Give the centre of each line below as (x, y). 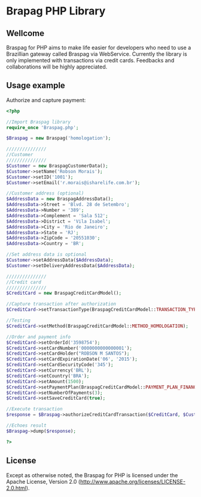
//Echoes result (26, 426)
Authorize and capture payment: (46, 100)
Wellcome (25, 33)
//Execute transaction (34, 409)
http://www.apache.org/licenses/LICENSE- (133, 481)
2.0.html (16, 488)
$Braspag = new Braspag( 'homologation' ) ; (59, 138)
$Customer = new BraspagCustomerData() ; (57, 166)
